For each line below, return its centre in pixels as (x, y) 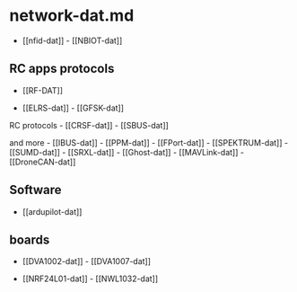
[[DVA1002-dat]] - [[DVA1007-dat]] (86, 261)
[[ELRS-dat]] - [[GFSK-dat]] (73, 108)
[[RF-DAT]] (43, 90)
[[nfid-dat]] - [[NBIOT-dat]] (72, 40)
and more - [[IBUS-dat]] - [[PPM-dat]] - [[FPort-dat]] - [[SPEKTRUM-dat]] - (149, 142)
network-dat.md (72, 16)
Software (35, 190)
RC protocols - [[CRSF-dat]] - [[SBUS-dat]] (89, 125)
